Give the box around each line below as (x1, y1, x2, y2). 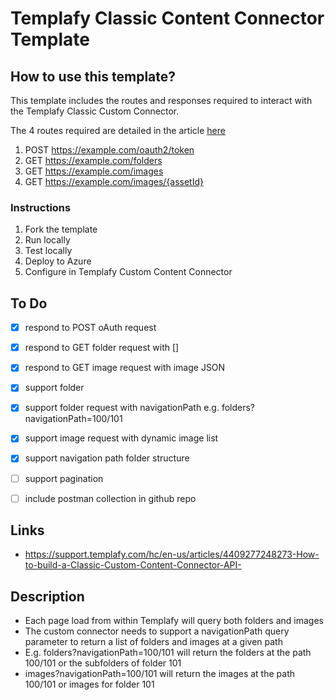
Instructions (10, 200, 72, 214)
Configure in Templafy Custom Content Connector (24, 266, 233, 278)
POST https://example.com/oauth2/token (24, 144, 195, 156)
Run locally (24, 234, 71, 246)
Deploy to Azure (24, 255, 92, 267)
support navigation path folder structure (24, 452, 190, 464)
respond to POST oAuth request (24, 322, 157, 334)
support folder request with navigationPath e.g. (24, 402, 220, 414)
